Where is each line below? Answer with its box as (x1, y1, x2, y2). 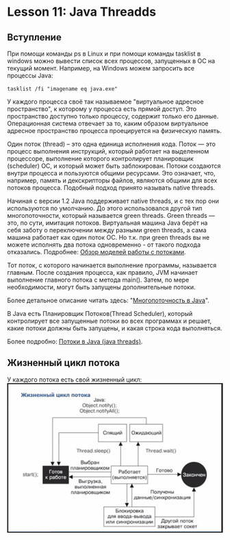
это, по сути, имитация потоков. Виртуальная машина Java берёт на (7, 219, 208, 227)
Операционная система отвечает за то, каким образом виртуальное (7, 119, 209, 127)
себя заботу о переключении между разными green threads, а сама (7, 226, 207, 234)
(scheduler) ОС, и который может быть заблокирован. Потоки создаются (7, 162, 221, 170)
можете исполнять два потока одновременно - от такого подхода (7, 241, 201, 249)
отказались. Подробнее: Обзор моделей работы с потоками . (7, 248, 186, 256)
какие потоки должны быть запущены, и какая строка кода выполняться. (7, 324, 222, 332)
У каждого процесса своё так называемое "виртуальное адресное (7, 97, 204, 106)
